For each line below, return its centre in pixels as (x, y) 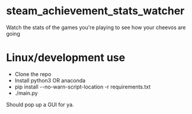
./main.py (26, 93)
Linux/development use (66, 58)
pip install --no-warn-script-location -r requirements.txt (83, 87)
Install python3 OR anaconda (50, 80)
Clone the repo (33, 74)
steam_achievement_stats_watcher (95, 11)
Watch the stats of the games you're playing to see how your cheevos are (96, 27)
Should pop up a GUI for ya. (40, 104)
